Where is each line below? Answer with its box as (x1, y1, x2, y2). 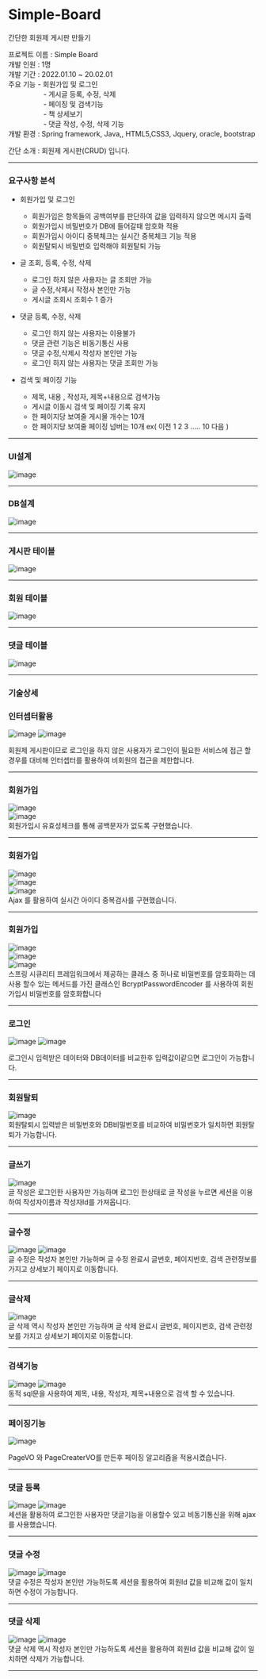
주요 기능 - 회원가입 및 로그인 (8, 79, 98, 89)
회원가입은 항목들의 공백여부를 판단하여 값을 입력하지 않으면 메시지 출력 (31, 212, 252, 221)
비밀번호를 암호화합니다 (28, 989, 102, 998)
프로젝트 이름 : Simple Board (8, 49, 98, 59)
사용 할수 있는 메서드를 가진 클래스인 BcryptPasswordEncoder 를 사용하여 (8, 978, 239, 989)
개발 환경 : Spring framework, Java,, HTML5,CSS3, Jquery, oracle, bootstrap (8, 129, 256, 138)
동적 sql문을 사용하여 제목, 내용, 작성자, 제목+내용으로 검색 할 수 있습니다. (8, 1389, 235, 1398)
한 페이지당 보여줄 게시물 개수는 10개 (31, 412, 145, 421)
